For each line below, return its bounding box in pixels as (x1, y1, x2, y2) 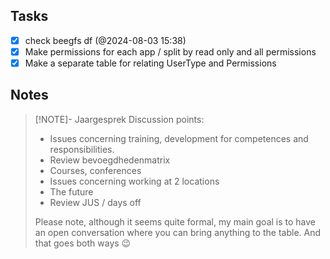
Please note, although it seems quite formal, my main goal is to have (34, 215, 317, 228)
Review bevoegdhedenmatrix (49, 154, 171, 166)
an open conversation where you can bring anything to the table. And (34, 226, 322, 238)
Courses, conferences (49, 164, 142, 176)
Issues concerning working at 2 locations (49, 175, 220, 187)
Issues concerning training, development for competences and (49, 132, 309, 144)
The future (49, 185, 94, 198)
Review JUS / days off (49, 196, 142, 208)
